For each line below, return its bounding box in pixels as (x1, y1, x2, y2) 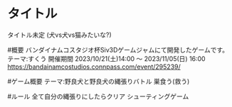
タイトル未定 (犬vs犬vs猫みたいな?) (7, 30, 112, 39)
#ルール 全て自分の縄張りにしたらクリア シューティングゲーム (7, 92, 189, 101)
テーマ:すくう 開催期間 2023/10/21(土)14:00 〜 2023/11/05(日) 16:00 (7, 54, 206, 63)
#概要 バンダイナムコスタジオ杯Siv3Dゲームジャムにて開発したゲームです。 (7, 45, 229, 54)
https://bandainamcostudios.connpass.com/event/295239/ (7, 62, 181, 71)
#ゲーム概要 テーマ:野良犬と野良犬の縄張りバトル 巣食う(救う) (7, 77, 190, 85)
